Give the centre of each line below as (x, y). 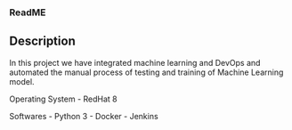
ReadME (28, 12)
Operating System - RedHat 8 (63, 99)
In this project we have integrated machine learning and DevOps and (135, 62)
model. (22, 81)
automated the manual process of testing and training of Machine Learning (146, 72)
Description (42, 41)
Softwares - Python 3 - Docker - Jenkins (84, 116)
